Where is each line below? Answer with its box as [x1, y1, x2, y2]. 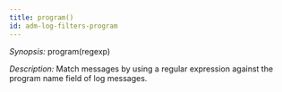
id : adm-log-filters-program [9, 21, 118, 30]
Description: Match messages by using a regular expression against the [9, 63, 274, 74]
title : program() [9, 13, 74, 22]
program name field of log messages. [9, 72, 148, 83]
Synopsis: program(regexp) [9, 46, 111, 56]
